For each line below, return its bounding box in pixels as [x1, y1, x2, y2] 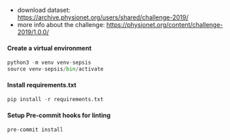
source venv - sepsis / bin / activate [7, 66, 104, 73]
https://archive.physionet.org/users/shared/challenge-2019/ [17, 13, 189, 21]
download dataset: [17, 6, 71, 14]
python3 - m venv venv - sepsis [7, 59, 91, 67]
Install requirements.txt [7, 80, 77, 89]
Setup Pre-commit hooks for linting [7, 111, 111, 119]
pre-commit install [7, 126, 64, 134]
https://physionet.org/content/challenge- [106, 21, 224, 28]
